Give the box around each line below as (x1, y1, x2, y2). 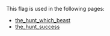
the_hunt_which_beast (14, 17, 71, 23)
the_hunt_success (14, 23, 60, 30)
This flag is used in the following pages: (6, 5, 105, 12)
